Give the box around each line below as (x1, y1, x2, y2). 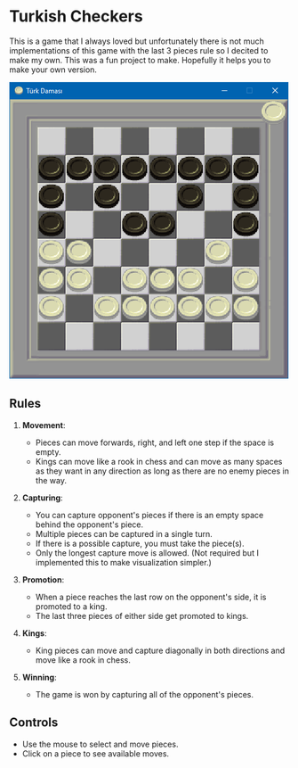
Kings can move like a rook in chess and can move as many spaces (35, 456, 283, 467)
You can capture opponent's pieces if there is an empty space (35, 509, 264, 520)
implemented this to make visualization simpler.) (35, 557, 212, 567)
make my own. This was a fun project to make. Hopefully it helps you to (9, 54, 271, 65)
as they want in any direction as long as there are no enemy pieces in (35, 466, 289, 476)
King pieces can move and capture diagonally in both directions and (35, 645, 286, 656)
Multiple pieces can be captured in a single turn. (35, 528, 213, 539)
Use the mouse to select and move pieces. (21, 739, 179, 749)
